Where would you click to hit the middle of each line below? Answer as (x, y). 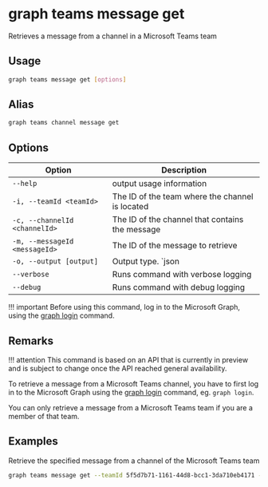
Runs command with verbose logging (182, 275)
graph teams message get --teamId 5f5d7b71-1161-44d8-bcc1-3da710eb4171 (132, 475)
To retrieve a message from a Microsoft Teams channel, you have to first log (134, 383)
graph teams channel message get (64, 123)
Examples (33, 441)
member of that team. (44, 416)
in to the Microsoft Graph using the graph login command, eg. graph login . (131, 392)
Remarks (31, 341)
